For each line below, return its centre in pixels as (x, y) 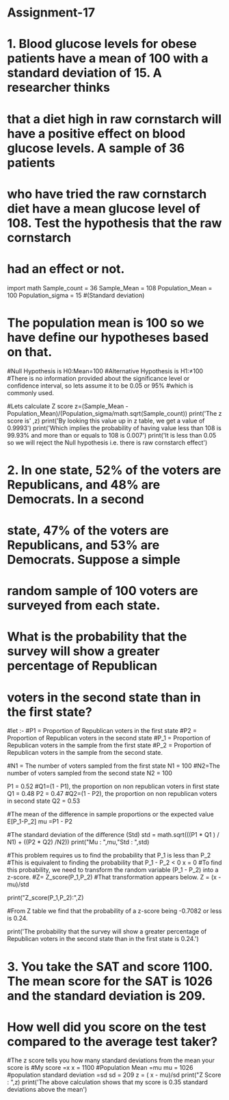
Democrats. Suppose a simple (94, 560)
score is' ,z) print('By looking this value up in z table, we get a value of (106, 421)
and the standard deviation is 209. (107, 996)
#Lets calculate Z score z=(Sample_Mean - (68, 406)
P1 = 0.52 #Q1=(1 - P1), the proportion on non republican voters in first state (113, 786)
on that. (30, 352)
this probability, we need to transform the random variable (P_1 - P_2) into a (113, 870)
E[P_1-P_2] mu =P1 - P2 (40, 822)
